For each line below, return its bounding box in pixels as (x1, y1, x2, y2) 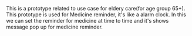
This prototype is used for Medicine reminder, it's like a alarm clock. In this (6, 11, 186, 18)
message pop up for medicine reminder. (6, 23, 103, 30)
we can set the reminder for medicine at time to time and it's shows (6, 17, 169, 24)
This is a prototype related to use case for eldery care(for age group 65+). (6, 5, 186, 12)
